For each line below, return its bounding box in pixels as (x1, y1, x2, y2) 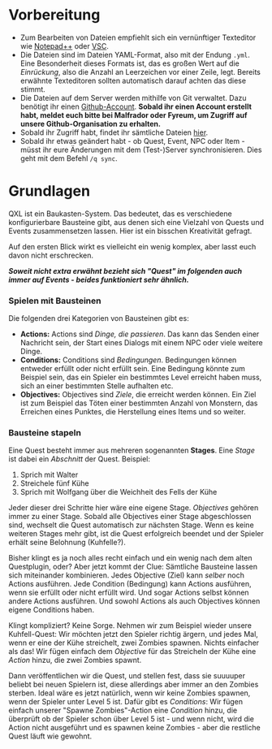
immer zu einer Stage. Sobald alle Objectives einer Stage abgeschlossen (8, 512, 252, 522)
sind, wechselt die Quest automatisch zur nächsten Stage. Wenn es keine (8, 520, 254, 530)
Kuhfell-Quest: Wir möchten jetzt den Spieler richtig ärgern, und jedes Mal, (8, 630, 258, 639)
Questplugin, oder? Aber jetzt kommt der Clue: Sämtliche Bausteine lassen (8, 562, 258, 572)
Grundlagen (8, 182, 91, 201)
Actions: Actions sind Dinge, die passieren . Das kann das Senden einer (19, 329, 260, 339)
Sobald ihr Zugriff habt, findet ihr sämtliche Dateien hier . (19, 128, 209, 137)
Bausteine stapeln (8, 427, 81, 439)
